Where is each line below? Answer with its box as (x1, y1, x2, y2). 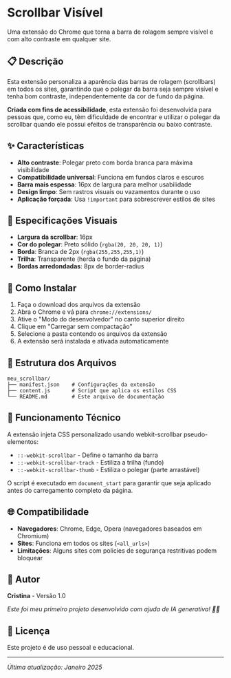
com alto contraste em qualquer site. (7, 34, 111, 43)
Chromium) (16, 531, 49, 540)
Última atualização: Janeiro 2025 (7, 663, 102, 672)
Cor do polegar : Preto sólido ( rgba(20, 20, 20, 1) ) (16, 240, 163, 248)
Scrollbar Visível (7, 5, 103, 21)
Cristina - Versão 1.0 (7, 592, 67, 600)
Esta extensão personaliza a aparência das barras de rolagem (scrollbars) (7, 77, 217, 85)
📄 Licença (7, 625, 50, 637)
